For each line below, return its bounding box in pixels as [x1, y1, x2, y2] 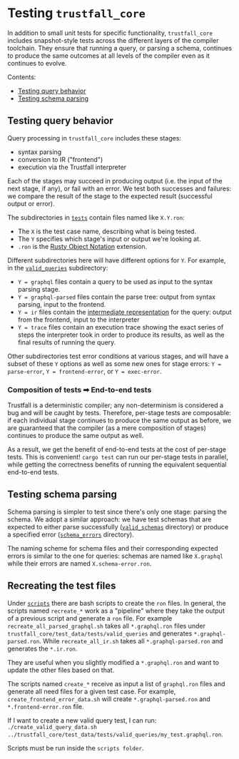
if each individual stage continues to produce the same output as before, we [7, 416, 232, 425]
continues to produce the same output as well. [7, 432, 144, 440]
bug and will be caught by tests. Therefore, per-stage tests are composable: [7, 409, 232, 417]
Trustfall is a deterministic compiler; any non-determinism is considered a [7, 401, 223, 409]
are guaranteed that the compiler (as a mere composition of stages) [7, 424, 207, 432]
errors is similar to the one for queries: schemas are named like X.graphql [7, 551, 223, 560]
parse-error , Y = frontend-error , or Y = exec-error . [7, 367, 162, 375]
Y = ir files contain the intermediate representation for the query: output [17, 307, 232, 316]
